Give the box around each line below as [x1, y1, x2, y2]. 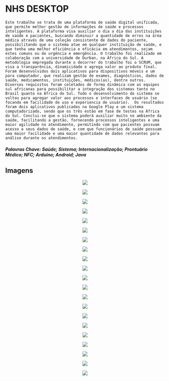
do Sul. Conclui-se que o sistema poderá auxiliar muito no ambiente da [5, 113, 162, 118]
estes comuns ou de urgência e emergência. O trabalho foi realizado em [5, 51, 162, 56]
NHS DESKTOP [5, 3, 69, 15]
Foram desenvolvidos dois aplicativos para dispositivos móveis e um [5, 69, 155, 74]
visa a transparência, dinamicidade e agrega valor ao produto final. [5, 64, 157, 69]
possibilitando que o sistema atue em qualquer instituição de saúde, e [5, 42, 162, 47]
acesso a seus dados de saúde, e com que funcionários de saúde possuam [5, 126, 162, 132]
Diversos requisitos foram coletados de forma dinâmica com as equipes [5, 82, 159, 87]
